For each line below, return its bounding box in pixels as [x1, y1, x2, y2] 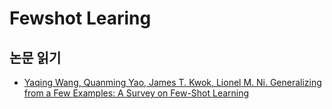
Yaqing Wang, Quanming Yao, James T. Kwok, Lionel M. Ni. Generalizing [23, 77, 322, 88]
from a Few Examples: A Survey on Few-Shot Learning [23, 87, 250, 99]
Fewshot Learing [9, 7, 152, 30]
